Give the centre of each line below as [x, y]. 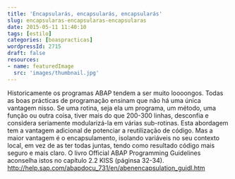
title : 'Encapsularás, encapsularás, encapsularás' [85, 14]
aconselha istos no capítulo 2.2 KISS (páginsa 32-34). [86, 160]
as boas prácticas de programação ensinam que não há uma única [104, 100]
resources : [23, 60]
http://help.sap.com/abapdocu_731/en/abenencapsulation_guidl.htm [107, 168]
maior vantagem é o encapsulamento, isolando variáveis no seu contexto [114, 137]
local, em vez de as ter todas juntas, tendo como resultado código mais [111, 145]
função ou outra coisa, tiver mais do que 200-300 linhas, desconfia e [108, 115]
